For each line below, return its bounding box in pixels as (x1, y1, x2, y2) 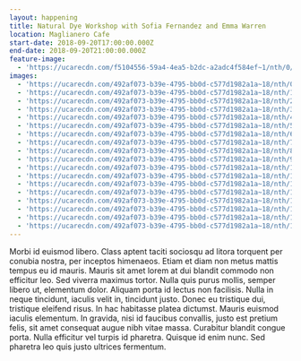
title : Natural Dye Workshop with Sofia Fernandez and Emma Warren (9, 21, 267, 30)
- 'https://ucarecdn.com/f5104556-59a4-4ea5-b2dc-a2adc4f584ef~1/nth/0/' (17, 64, 298, 73)
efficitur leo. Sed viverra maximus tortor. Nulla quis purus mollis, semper (9, 274, 276, 285)
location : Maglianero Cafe (9, 30, 110, 39)
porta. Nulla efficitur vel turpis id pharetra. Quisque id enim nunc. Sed (9, 331, 266, 342)
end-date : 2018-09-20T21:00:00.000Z (9, 47, 146, 56)
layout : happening (9, 13, 78, 22)
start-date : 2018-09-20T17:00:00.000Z (9, 38, 154, 47)
